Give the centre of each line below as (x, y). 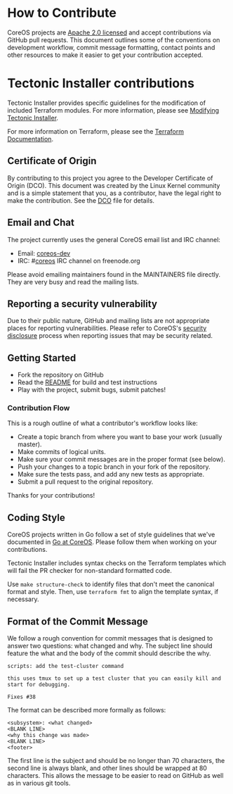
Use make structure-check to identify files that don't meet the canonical (111, 584)
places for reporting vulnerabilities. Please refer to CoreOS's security (107, 328)
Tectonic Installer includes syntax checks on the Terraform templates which (117, 563)
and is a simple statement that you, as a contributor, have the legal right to (114, 193)
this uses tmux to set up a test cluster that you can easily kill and (114, 679)
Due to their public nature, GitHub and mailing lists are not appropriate (108, 321)
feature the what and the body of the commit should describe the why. (109, 653)
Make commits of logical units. (62, 452)
